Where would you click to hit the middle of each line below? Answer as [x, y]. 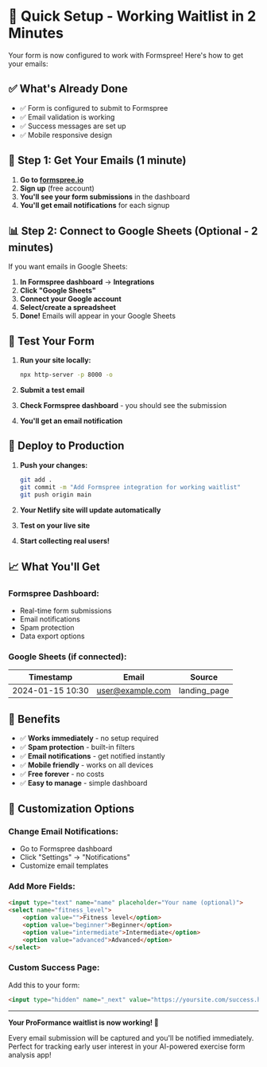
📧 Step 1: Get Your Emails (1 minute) [97, 161]
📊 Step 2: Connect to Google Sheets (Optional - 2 [133, 231]
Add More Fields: [42, 886]
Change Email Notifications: [64, 831]
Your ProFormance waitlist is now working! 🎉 [83, 1022]
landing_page [204, 691]
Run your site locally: [55, 360]
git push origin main [55, 494]
